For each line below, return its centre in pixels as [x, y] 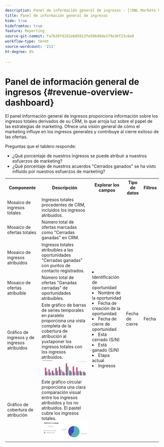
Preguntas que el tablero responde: [41, 147]
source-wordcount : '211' [30, 47]
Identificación [106, 277]
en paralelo [53, 316]
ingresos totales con [62, 347]
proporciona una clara [63, 387]
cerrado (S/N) [106, 340]
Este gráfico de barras [64, 305]
